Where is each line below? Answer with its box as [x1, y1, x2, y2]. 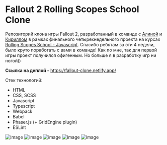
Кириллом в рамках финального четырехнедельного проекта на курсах [5, 36, 160, 42]
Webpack [12, 108, 33, 114]
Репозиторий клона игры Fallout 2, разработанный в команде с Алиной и [5, 31, 162, 37]
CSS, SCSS [12, 92, 36, 98]
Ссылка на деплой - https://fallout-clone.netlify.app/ [5, 67, 117, 74]
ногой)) [5, 57, 21, 63]
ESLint [12, 124, 26, 130]
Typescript [12, 103, 35, 109]
